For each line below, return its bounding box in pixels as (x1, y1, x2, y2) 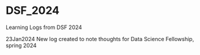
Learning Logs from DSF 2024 (6, 24, 83, 31)
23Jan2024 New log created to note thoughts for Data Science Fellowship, (6, 35, 194, 42)
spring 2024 (6, 42, 37, 49)
